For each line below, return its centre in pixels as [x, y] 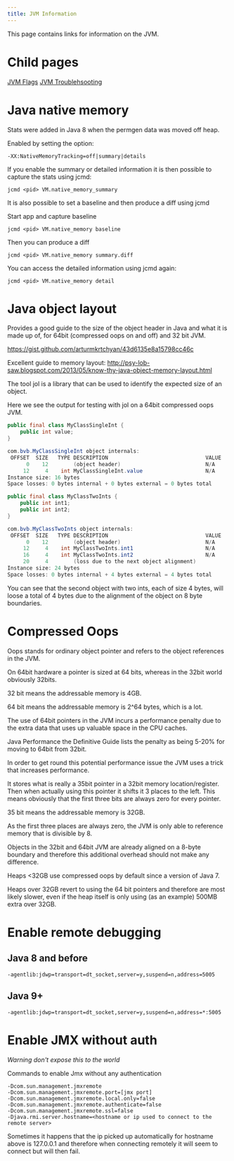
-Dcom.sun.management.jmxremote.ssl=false [70, 1111]
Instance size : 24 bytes [44, 568]
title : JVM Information [42, 14]
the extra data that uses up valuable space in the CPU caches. [97, 728]
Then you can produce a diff [48, 242]
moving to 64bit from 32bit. [47, 749]
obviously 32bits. [32, 679]
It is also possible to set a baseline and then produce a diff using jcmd [108, 203]
